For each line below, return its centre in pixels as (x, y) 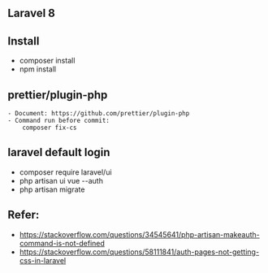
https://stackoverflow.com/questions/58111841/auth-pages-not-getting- (139, 252)
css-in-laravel (43, 260)
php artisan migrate (52, 189)
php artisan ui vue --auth (61, 180)
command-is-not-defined (62, 243)
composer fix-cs (50, 128)
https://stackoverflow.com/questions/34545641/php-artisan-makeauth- (140, 234)
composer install (47, 61)
